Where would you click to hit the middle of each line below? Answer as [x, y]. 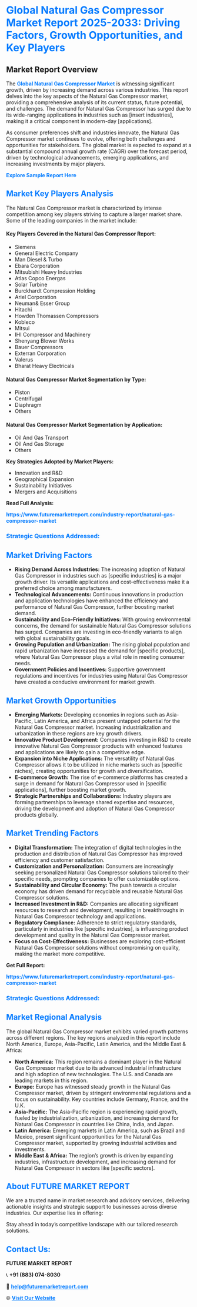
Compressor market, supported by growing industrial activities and [96, 1143]
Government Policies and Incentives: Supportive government [90, 669]
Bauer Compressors [39, 347]
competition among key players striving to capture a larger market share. [94, 214]
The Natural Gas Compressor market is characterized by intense [84, 208]
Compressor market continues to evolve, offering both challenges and [91, 139]
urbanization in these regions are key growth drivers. [79, 733]
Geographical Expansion [44, 479]
